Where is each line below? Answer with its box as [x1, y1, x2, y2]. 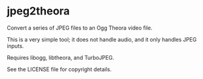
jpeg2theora [7, 4, 70, 18]
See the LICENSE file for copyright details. [7, 65, 112, 73]
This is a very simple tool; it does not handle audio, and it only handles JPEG [7, 36, 197, 43]
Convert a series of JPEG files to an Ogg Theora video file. [7, 24, 153, 31]
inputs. [7, 42, 24, 49]
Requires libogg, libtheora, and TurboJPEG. [7, 54, 114, 61]
